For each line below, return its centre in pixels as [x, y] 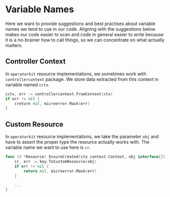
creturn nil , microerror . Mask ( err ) [52, 103]
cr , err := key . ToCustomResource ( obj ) [56, 161]
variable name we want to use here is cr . [48, 147]
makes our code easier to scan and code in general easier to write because [85, 34]
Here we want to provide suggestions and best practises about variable [80, 24]
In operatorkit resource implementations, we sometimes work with [76, 74]
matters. [14, 45]
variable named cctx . [28, 84]
